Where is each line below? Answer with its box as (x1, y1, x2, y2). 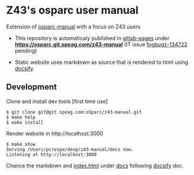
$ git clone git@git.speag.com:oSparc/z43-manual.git (6, 109, 142, 115)
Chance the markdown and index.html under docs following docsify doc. (6, 162, 184, 169)
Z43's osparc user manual (6, 4, 139, 17)
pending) (14, 47, 37, 54)
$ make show (6, 141, 36, 147)
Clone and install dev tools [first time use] (6, 98, 108, 105)
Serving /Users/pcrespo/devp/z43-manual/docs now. (6, 146, 134, 153)
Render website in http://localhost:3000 (6, 129, 104, 137)
